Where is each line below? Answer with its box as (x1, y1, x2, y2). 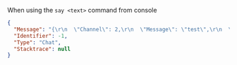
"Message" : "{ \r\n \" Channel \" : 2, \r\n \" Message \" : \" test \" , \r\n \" (13, 26, 235, 33)
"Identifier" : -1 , (13, 32, 68, 39)
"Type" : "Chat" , (13, 38, 61, 46)
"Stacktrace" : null (13, 45, 71, 52)
